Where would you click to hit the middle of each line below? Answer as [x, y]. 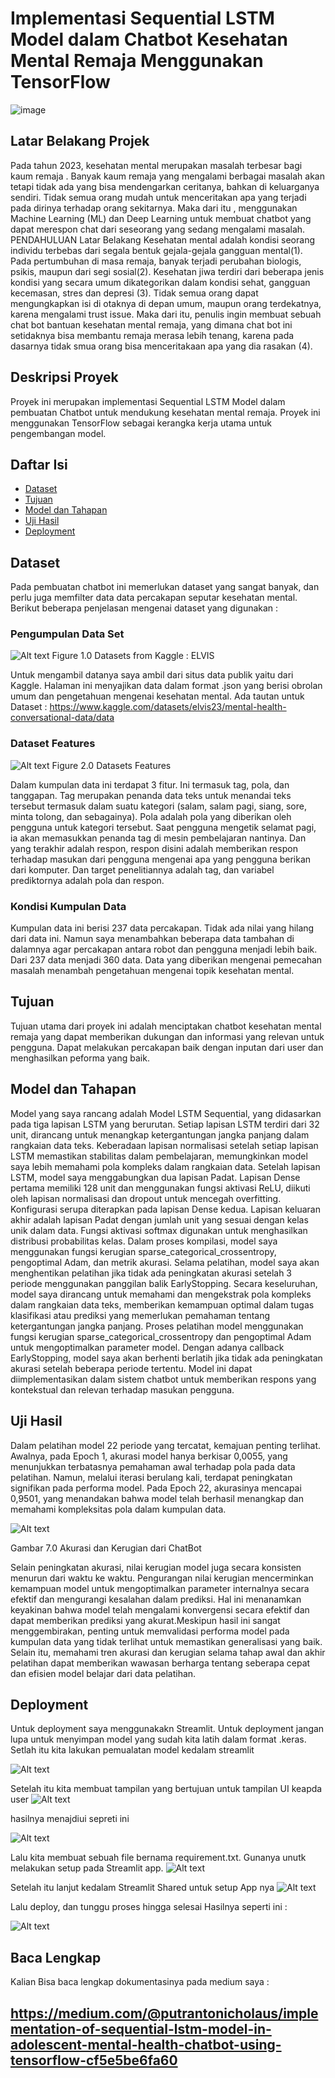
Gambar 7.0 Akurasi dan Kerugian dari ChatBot [106, 1548]
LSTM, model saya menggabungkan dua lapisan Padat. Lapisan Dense [155, 1177]
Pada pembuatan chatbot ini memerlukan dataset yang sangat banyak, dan [165, 587]
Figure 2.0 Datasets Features [111, 765]
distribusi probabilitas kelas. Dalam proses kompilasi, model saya [144, 1241]
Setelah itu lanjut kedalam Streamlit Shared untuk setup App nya [142, 1888]
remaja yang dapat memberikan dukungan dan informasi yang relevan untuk [167, 1036]
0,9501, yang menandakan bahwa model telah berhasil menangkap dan [157, 1498]
